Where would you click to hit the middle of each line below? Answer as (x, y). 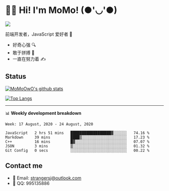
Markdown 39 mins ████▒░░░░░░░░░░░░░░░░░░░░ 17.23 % (77, 137)
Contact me (24, 166)
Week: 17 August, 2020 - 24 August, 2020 (49, 124)
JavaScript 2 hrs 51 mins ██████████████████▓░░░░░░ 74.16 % (77, 133)
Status (16, 76)
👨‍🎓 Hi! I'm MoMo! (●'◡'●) (61, 10)
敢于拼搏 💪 (23, 53)
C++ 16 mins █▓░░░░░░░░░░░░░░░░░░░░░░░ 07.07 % (77, 142)
